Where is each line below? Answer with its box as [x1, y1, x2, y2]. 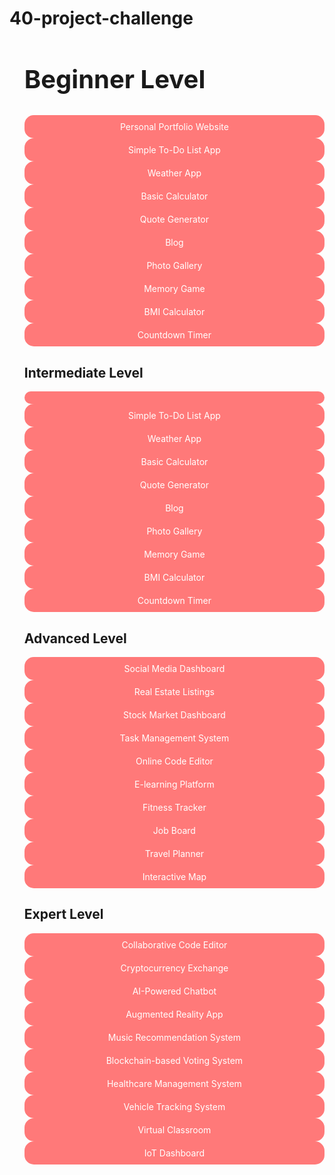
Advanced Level [23, 630, 127, 647]
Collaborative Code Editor [121, 938, 228, 951]
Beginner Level [23, 63, 206, 96]
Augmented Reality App [125, 1008, 224, 1020]
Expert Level [23, 906, 104, 923]
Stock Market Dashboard [123, 709, 226, 721]
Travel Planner [144, 848, 205, 859]
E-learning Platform [134, 778, 215, 790]
